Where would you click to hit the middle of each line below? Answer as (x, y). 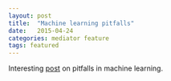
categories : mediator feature (59, 38)
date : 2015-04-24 (41, 30)
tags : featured (34, 46)
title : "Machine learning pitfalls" (71, 23)
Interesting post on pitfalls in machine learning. (85, 68)
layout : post (30, 16)
